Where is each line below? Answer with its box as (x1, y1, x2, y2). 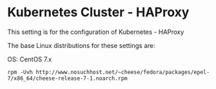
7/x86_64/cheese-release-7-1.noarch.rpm (7, 75, 128, 82)
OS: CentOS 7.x (7, 54, 52, 64)
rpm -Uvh (7, 69, 33, 76)
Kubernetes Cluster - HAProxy (7, 4, 189, 20)
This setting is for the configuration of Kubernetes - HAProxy (7, 28, 185, 36)
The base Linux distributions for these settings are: (7, 41, 155, 49)
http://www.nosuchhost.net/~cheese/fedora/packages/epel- (35, 69, 210, 76)
